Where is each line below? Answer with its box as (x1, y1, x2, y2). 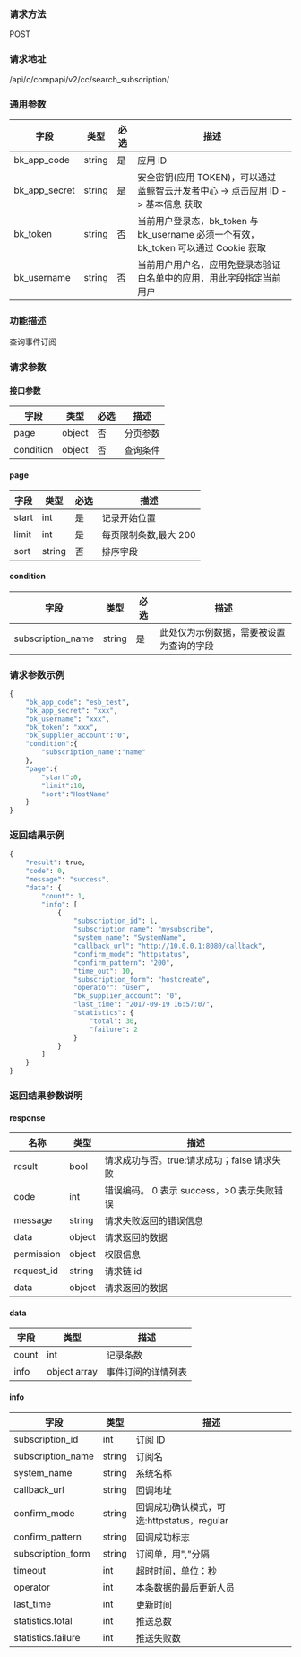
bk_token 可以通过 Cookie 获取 (137, 241, 267, 254)
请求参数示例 (9, 668, 65, 681)
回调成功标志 (135, 1531, 190, 1543)
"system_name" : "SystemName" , (73, 933, 186, 942)
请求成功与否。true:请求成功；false (104, 1154, 253, 1167)
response (9, 1112, 46, 1123)
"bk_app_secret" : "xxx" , (25, 706, 118, 715)
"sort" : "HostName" (41, 789, 110, 799)
